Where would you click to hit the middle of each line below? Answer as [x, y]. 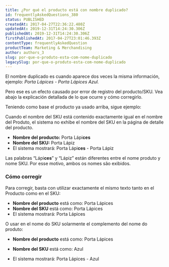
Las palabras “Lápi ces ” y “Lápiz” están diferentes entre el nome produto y [83, 158]
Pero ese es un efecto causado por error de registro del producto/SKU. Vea [84, 92]
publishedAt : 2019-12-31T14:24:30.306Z [47, 34]
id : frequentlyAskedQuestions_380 [42, 15]
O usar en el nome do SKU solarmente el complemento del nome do [76, 224]
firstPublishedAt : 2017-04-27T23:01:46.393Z [53, 39]
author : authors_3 [25, 52]
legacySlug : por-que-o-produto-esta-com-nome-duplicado [65, 62]
